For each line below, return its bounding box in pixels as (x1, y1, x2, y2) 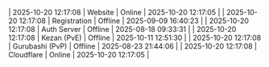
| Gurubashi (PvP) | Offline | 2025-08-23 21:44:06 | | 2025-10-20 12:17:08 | (8, 41, 258, 51)
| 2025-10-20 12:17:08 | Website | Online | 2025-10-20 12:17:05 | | (8, 8, 226, 17)
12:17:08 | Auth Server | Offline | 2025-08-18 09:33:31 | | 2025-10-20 (8, 25, 237, 33)
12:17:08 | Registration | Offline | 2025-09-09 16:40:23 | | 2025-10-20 (19, 16, 250, 26)
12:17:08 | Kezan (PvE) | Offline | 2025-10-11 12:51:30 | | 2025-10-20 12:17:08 (8, 33, 262, 42)
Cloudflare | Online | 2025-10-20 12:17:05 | (8, 50, 150, 59)
